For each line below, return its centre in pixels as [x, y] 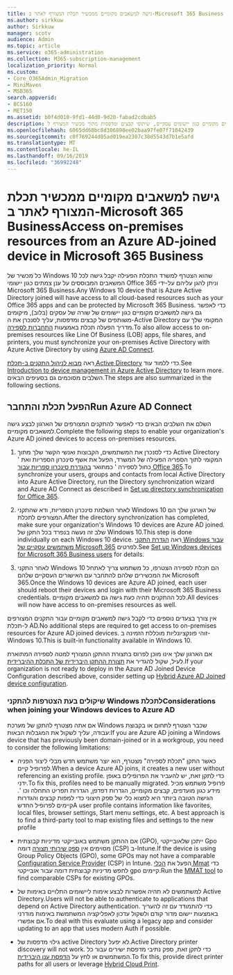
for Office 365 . [38, 496]
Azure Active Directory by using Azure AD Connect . [81, 349]
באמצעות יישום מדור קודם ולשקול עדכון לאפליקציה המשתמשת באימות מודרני [118, 913]
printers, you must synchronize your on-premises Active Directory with [109, 342]
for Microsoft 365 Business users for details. [80, 554]
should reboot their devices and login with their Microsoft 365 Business [119, 589]
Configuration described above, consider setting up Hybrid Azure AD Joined [116, 676]
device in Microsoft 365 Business [105, 256]
